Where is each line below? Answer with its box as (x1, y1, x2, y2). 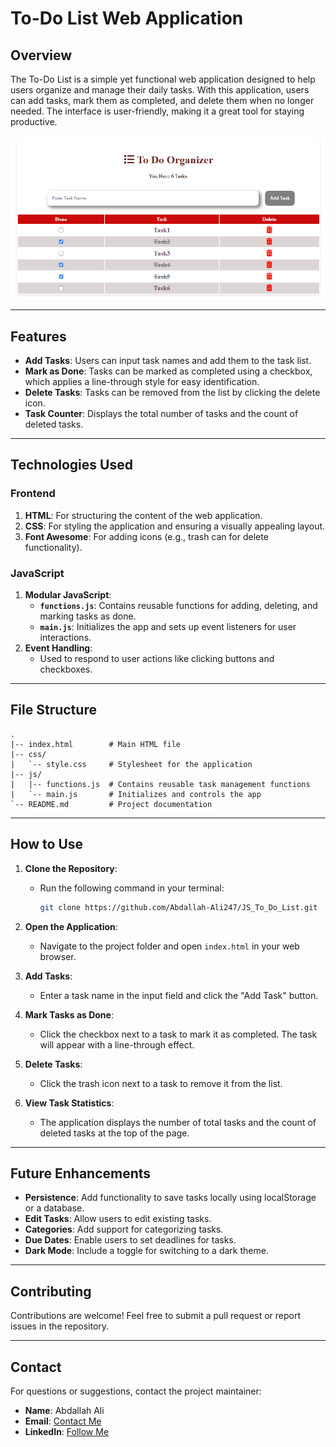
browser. (39, 950, 77, 962)
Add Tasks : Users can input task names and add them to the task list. (24, 355, 312, 367)
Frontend (10, 487, 56, 501)
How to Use (10, 836, 84, 853)
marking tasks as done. (39, 610, 137, 622)
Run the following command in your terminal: (39, 882, 225, 894)
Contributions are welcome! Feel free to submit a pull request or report (10, 1310, 301, 1322)
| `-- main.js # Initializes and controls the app (10, 789, 262, 799)
